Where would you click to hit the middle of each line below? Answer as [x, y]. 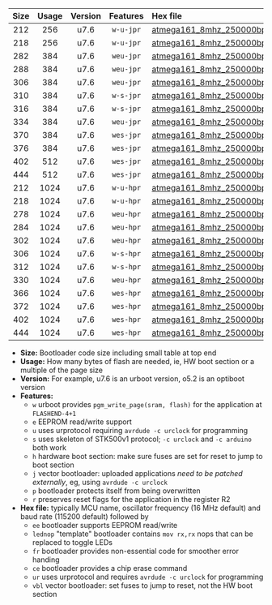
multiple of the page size [62, 370]
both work [49, 448]
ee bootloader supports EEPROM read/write [105, 525]
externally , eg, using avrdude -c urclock [100, 482]
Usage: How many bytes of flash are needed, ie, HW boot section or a [137, 361]
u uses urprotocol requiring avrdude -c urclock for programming [140, 430]
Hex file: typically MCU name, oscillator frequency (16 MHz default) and [140, 508]
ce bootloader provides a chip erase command [110, 568]
